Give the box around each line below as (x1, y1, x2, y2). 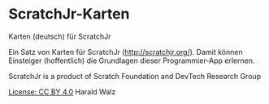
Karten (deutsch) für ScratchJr (8, 31, 111, 41)
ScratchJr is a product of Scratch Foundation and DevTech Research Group (8, 71, 262, 81)
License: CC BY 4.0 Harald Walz (8, 86, 116, 97)
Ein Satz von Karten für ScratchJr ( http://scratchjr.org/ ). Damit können (8, 47, 243, 56)
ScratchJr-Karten (8, 5, 130, 23)
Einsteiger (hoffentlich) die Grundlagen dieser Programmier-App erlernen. (8, 56, 255, 65)
